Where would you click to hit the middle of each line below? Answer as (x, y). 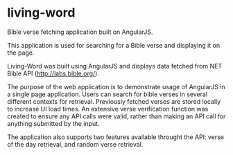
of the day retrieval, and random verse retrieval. (75, 144)
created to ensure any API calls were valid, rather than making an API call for (116, 116)
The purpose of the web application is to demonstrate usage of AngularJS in (116, 86)
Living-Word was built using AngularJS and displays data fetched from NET (115, 66)
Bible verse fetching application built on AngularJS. (80, 32)
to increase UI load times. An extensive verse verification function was (108, 109)
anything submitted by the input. (53, 123)
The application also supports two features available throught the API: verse (115, 137)
